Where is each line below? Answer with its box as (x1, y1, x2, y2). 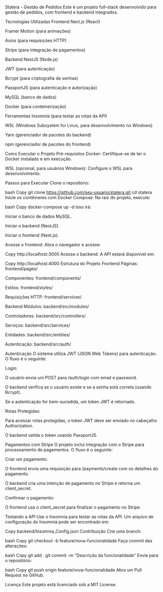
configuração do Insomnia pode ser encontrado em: (5, 519, 109, 525)
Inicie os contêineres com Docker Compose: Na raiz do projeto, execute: (5, 195, 151, 200)
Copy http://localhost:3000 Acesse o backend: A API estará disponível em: (5, 251, 155, 257)
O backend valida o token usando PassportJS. (5, 432, 98, 438)
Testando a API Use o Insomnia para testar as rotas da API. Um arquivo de (5, 514, 154, 519)
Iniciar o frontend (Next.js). (5, 232, 59, 238)
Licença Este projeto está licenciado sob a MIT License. (5, 582, 117, 587)
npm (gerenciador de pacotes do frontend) (5, 141, 91, 147)
